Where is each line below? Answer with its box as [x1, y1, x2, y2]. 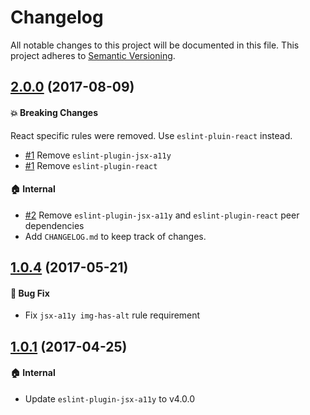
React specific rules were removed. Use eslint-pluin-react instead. [10, 129, 293, 141]
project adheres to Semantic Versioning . [10, 49, 176, 61]
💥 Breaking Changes [10, 106, 99, 118]
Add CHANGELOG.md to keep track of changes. [24, 230, 207, 242]
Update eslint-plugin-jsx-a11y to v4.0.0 [24, 392, 196, 405]
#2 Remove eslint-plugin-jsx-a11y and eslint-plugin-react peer [24, 209, 300, 221]
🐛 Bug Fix [10, 287, 50, 299]
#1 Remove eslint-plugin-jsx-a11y [24, 149, 172, 161]
